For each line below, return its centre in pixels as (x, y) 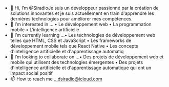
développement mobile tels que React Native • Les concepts (74, 46)
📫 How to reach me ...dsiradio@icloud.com (56, 79)
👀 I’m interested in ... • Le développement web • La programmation (81, 24)
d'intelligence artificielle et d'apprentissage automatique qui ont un (81, 68)
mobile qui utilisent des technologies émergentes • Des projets (77, 62)
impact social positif (31, 73)
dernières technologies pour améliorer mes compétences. (71, 19)
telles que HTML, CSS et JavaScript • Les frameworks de (71, 40)
